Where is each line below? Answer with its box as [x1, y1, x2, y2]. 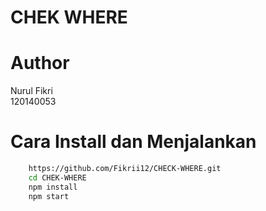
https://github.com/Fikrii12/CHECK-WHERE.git [28, 164, 222, 174]
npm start [28, 191, 70, 201]
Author [10, 52, 70, 75]
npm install [28, 182, 78, 192]
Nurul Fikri [10, 85, 53, 97]
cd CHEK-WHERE [28, 172, 87, 183]
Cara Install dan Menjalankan [10, 131, 257, 153]
